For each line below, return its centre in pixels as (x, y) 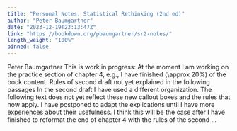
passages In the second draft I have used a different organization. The (110, 90)
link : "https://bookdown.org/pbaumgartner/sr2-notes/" (90, 34)
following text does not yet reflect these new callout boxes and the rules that (119, 97)
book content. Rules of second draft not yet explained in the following (109, 82)
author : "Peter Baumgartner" (50, 21)
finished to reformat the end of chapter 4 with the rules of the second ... (112, 120)
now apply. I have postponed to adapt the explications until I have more (111, 104)
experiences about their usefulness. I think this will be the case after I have (116, 112)
